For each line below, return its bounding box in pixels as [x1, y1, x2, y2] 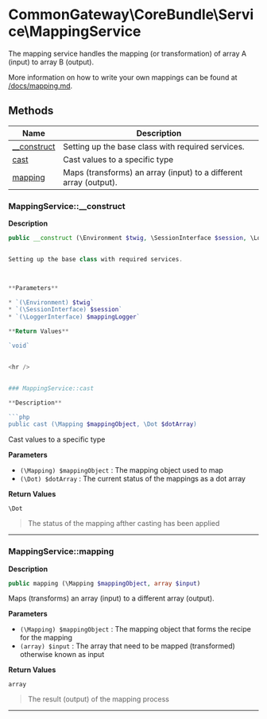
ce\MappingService [8, 22, 141, 41]
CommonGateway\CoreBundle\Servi [8, 6, 254, 24]
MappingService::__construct [8, 200, 126, 211]
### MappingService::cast [8, 384, 94, 392]
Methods [8, 104, 54, 118]
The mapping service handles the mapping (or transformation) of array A [8, 48, 247, 58]
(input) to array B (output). [8, 57, 94, 67]
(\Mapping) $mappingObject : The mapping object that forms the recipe [19, 624, 252, 634]
